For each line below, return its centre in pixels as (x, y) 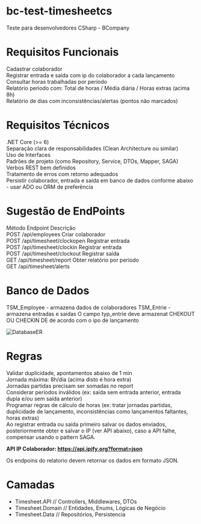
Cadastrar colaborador (34, 69)
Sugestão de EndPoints (66, 211)
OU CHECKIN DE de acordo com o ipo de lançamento (73, 320)
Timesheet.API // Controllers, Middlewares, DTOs (76, 501)
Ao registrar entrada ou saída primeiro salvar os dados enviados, (86, 424)
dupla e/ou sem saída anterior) (44, 399)
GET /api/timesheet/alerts (38, 266)
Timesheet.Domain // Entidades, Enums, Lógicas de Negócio (90, 508)
